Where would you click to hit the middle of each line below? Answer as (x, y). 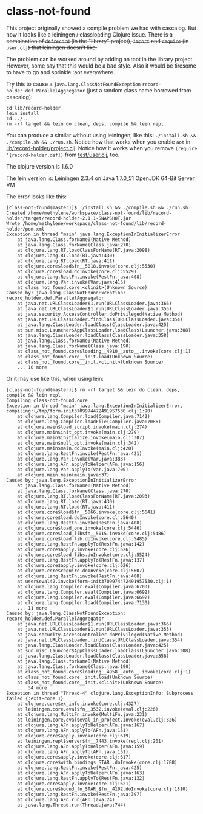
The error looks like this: (36, 197)
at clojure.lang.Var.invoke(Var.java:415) (72, 282)
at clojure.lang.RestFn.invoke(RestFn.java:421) (80, 454)
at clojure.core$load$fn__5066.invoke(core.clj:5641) (86, 512)
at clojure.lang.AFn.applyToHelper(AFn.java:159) (81, 746)
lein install (23, 113)
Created (16, 213)
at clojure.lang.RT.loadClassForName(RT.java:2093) (84, 496)
